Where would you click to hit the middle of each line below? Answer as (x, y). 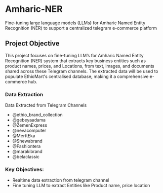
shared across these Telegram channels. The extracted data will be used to (82, 71)
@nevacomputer (29, 131)
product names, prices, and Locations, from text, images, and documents (80, 66)
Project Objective (32, 44)
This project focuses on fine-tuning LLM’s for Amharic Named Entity (75, 55)
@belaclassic (26, 157)
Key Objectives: (25, 169)
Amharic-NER (34, 9)
